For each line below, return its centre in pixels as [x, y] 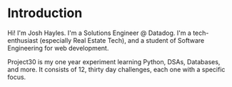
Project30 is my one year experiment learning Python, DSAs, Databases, [114, 61]
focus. [17, 77]
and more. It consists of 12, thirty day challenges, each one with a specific [116, 69]
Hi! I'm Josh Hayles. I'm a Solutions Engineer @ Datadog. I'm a [99, 33]
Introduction [45, 13]
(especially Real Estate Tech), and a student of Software [122, 40]
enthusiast [23, 40]
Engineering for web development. [58, 48]
